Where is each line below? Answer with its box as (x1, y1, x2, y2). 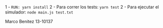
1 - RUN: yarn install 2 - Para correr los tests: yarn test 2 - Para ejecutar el (5, 4, 159, 10)
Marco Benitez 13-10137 (5, 19, 53, 24)
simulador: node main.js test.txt (5, 9, 74, 15)
